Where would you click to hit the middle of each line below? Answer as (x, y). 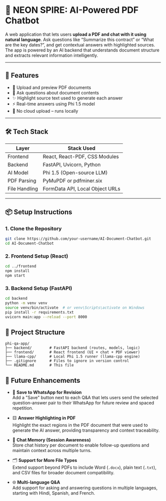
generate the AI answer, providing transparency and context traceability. (86, 430)
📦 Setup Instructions (39, 212)
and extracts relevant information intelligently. (52, 55)
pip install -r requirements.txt (40, 312)
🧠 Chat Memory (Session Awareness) (52, 440)
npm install (17, 271)
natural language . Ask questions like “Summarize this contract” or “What (80, 40)
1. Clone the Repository (33, 228)
